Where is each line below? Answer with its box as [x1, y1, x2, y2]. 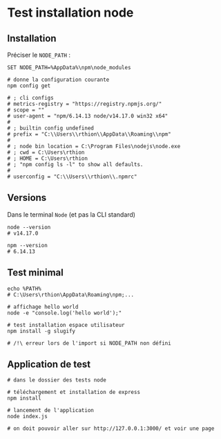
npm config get [7, 82, 51, 89]
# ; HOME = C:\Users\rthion [7, 155, 88, 162]
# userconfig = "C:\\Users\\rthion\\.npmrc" [7, 173, 137, 180]
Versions [7, 192, 47, 204]
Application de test [7, 359, 91, 370]
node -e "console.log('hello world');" [7, 310, 122, 316]
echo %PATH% [7, 285, 41, 292]
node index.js [7, 413, 48, 420]
